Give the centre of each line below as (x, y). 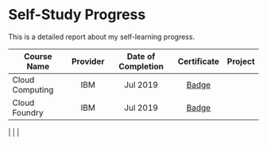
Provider (88, 61)
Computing (33, 89)
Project (241, 61)
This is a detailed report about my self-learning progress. (102, 37)
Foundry (28, 112)
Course (38, 56)
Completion (141, 66)
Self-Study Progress (77, 15)
